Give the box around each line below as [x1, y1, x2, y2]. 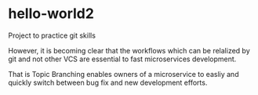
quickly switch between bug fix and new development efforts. [8, 78, 208, 87]
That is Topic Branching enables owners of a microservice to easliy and [8, 69, 239, 79]
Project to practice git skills [8, 31, 96, 40]
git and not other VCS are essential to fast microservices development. [8, 54, 237, 64]
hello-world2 [8, 5, 94, 23]
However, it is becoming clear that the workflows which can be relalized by [8, 46, 251, 55]
